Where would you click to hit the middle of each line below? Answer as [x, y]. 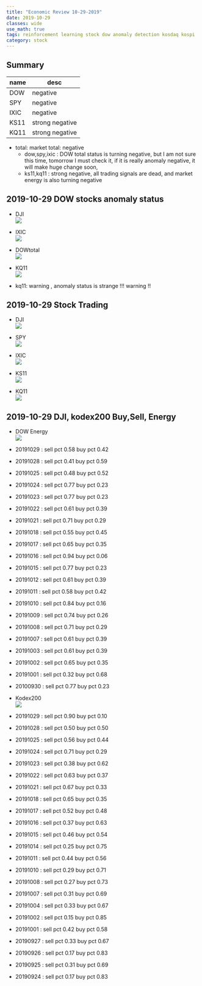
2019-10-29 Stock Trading [57, 305]
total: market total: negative [49, 147]
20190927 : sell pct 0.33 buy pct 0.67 [62, 941]
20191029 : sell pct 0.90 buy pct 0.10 [61, 716]
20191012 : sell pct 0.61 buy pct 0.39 [61, 580]
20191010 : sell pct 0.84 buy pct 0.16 [61, 603]
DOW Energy [31, 432]
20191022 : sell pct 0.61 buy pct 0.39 [61, 509]
